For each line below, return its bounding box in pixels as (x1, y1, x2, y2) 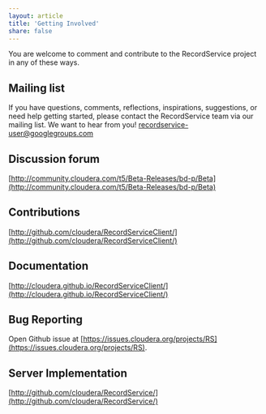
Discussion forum (8, 152, 100, 166)
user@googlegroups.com (8, 129, 94, 139)
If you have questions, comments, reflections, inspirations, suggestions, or (8, 103, 258, 113)
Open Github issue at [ (8, 334, 84, 344)
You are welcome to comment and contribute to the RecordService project (8, 49, 257, 59)
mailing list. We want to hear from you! (8, 120, 137, 130)
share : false (8, 27, 53, 35)
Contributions (8, 206, 80, 220)
